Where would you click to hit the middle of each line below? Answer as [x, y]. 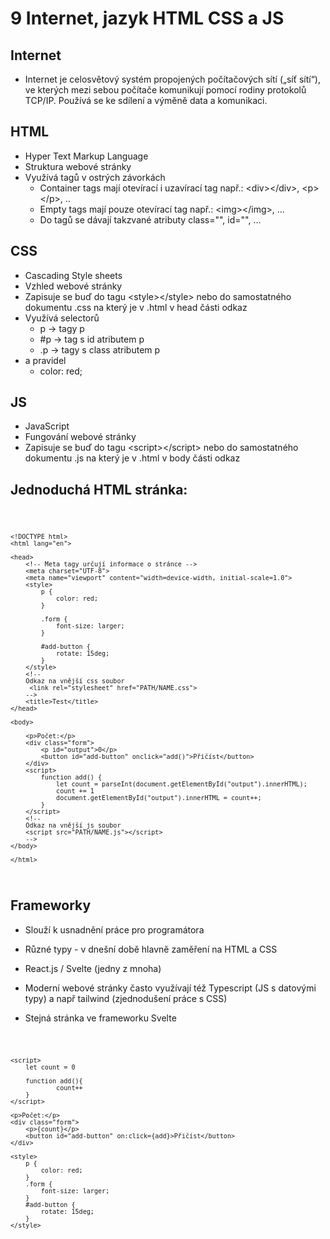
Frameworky [51, 905]
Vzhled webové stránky [73, 286]
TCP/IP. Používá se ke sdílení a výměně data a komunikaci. [146, 100]
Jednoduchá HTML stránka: [99, 489]
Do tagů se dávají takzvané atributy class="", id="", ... [150, 219]
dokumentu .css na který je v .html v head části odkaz [136, 307]
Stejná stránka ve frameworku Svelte [100, 1018]
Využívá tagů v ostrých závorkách [95, 177]
